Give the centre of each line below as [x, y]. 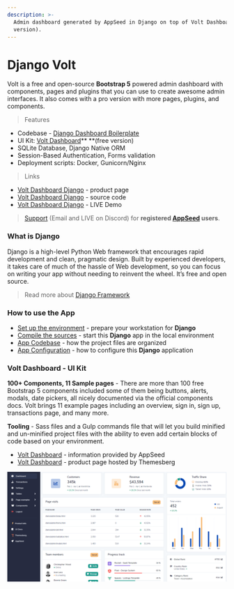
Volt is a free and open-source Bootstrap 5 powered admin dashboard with [115, 84]
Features [37, 120]
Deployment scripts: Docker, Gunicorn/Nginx [81, 163]
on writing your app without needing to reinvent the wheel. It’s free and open [117, 274]
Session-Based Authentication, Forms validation [86, 155]
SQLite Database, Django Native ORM [71, 148]
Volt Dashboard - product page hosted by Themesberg [96, 462]
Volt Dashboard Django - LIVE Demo [69, 205]
